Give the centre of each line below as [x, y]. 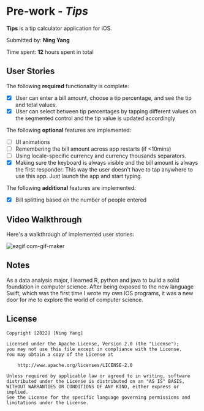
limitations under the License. [47, 402]
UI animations [32, 141]
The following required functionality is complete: [68, 86]
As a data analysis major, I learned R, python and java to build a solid [93, 280]
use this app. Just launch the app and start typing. [79, 176]
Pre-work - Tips [47, 11]
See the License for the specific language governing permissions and [98, 397]
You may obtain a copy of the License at [60, 354]
